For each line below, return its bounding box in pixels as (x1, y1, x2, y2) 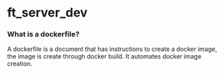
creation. (7, 60, 32, 68)
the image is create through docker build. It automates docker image (7, 52, 202, 61)
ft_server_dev (7, 5, 88, 21)
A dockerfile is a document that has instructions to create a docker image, (7, 45, 217, 53)
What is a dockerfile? (7, 30, 80, 39)
